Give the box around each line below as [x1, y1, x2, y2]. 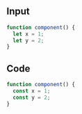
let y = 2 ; [13, 37, 44, 44]
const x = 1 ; [13, 88, 51, 95]
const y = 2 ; [13, 94, 51, 101]
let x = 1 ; [13, 31, 44, 38]
